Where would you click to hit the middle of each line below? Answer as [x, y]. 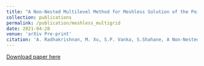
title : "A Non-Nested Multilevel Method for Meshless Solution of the [97, 12]
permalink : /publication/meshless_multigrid [63, 23]
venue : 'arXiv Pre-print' [39, 34]
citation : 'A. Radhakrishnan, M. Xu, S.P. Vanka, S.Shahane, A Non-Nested [103, 40]
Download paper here [33, 57]
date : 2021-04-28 [28, 28]
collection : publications [39, 17]
